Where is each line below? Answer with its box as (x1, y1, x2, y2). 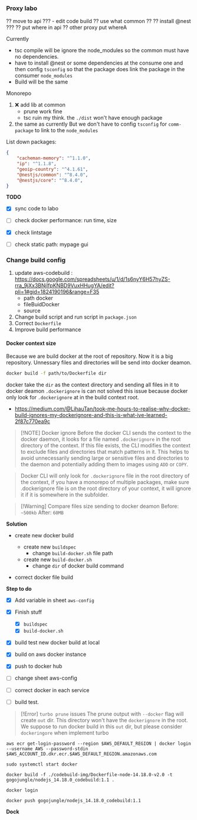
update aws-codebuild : (14, 269, 73, 276)
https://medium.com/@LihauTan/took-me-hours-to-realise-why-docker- (14, 405, 191, 412)
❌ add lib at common (14, 101, 66, 108)
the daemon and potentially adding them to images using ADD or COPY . (20, 461, 189, 468)
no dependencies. (14, 53, 59, 60)
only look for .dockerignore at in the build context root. (6, 394, 140, 401)
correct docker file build (14, 574, 74, 581)
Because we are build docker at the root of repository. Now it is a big (6, 353, 173, 360)
